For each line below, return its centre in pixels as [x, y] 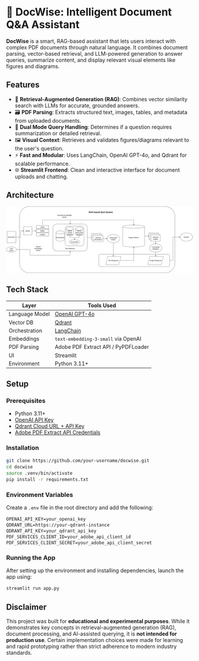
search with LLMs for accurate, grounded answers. [77, 105]
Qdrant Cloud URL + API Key [49, 426]
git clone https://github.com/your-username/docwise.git [78, 461]
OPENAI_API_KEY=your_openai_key [46, 519]
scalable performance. [42, 163]
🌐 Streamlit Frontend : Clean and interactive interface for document [97, 170]
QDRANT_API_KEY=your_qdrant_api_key [51, 531]
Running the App [31, 557]
